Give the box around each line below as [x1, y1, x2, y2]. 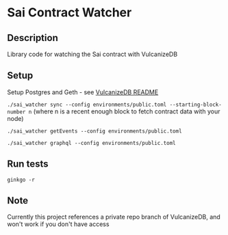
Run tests [7, 158, 49, 170]
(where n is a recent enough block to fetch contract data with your [33, 107, 220, 115]
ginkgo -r [7, 176, 36, 183]
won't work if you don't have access [7, 220, 110, 228]
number [7, 108, 26, 115]
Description [7, 32, 58, 44]
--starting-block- [169, 101, 223, 108]
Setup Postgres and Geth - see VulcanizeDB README [7, 87, 159, 96]
